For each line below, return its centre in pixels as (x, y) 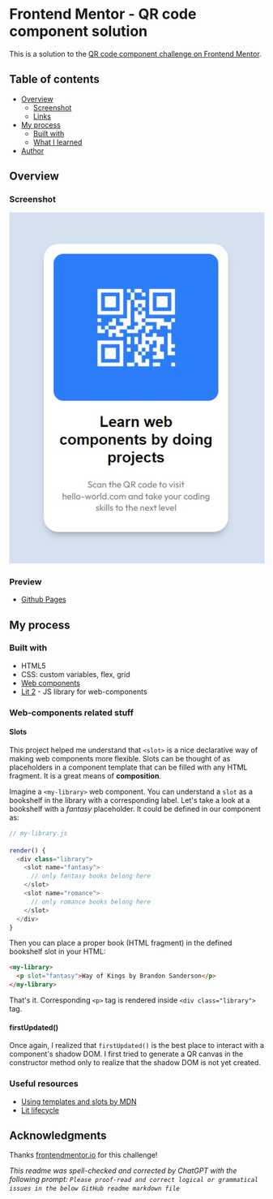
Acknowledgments (58, 1135)
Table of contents (54, 79)
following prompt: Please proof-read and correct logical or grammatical (134, 1180)
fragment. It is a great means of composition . (85, 775)
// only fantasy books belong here (91, 876)
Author (32, 150)
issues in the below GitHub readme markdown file (95, 1189)
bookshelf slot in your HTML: (58, 951)
